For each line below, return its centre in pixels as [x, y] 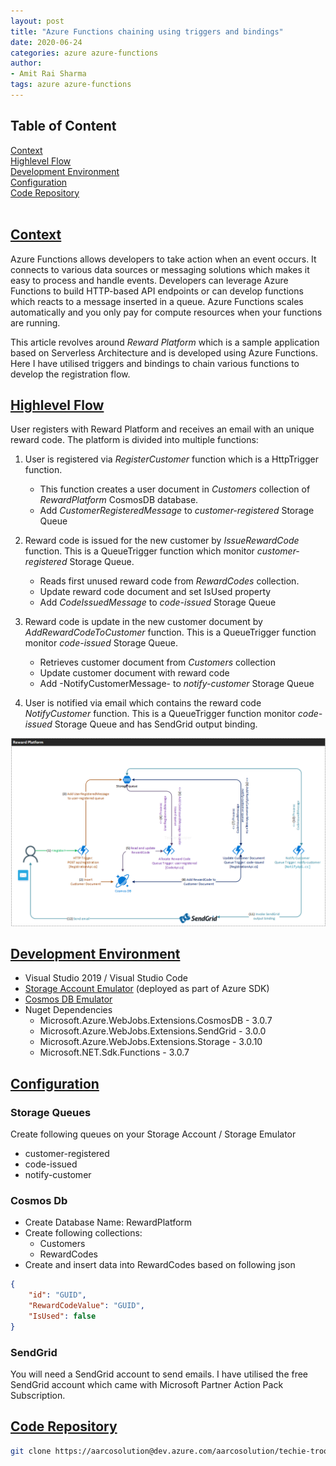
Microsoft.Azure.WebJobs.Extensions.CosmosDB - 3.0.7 [156, 1021]
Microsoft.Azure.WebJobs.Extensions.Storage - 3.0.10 [151, 1042]
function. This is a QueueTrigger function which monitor [139, 551]
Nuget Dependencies [68, 1010]
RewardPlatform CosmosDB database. [119, 500]
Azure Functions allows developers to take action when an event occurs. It [163, 259]
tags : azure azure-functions [71, 85]
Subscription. [38, 1396]
